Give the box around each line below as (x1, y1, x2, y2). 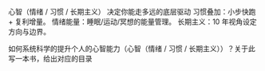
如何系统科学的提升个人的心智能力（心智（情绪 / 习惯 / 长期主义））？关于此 (8, 44, 255, 53)
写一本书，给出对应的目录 (8, 54, 93, 63)
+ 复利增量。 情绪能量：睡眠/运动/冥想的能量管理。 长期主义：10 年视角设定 (8, 17, 257, 26)
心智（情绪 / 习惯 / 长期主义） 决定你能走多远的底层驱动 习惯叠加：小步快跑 (8, 7, 256, 16)
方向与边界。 (8, 27, 50, 36)
